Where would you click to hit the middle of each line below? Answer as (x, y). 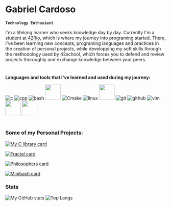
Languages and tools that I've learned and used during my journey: (78, 78)
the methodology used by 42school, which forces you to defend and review (85, 54)
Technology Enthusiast (29, 23)
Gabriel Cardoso (41, 9)
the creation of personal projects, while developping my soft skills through (83, 48)
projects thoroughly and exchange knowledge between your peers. (76, 59)
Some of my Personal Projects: (44, 133)
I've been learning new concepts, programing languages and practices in (82, 43)
